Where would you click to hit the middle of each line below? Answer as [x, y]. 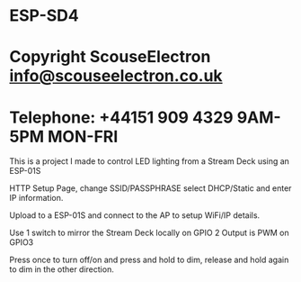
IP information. [36, 198]
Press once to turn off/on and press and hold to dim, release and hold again [149, 260]
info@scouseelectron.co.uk [116, 76]
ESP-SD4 [44, 16]
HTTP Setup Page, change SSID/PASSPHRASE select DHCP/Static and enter [150, 188]
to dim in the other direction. [62, 269]
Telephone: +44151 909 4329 [121, 117]
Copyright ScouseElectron [110, 57]
